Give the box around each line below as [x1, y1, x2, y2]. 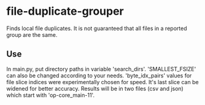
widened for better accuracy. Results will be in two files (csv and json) [6, 85, 184, 92]
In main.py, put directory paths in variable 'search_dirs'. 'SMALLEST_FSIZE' [6, 65, 196, 72]
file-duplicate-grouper [6, 4, 124, 18]
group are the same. [6, 31, 58, 38]
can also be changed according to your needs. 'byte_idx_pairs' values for [6, 72, 192, 79]
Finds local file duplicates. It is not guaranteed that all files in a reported [6, 25, 187, 32]
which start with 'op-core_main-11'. [6, 91, 95, 99]
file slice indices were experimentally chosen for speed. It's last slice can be [6, 78, 199, 85]
